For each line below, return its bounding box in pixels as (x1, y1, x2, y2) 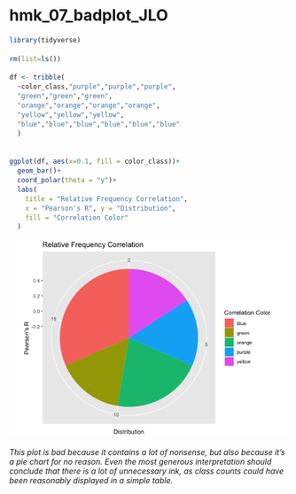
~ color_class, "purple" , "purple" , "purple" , (17, 82, 176, 91)
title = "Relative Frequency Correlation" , (25, 194, 189, 204)
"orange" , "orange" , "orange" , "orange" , (17, 101, 161, 111)
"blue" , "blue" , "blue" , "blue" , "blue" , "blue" (17, 120, 180, 128)
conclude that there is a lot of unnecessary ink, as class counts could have (9, 466, 284, 476)
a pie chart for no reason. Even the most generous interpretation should (9, 457, 272, 467)
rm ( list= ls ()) (9, 54, 62, 63)
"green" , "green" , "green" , (17, 92, 113, 101)
